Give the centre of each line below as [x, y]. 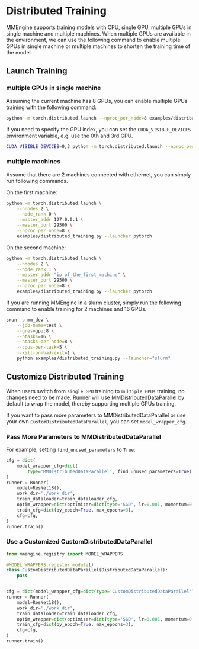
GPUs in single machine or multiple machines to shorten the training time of [98, 46]
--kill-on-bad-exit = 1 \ [46, 353]
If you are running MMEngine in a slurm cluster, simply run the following [94, 303]
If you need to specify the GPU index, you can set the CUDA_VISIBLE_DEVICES [99, 129]
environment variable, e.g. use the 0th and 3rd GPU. [70, 136]
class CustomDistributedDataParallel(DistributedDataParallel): [87, 570]
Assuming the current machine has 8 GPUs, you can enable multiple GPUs [97, 101]
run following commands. [37, 181]
